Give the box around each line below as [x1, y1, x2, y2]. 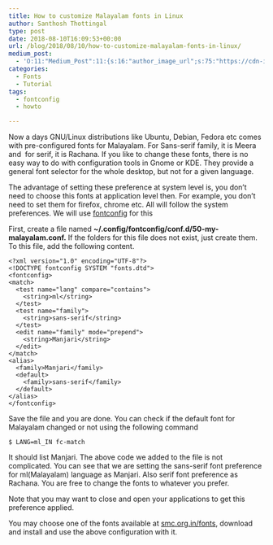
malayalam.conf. [8, 233, 67, 242]
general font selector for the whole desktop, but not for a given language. [8, 167, 254, 177]
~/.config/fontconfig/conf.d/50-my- [93, 225, 219, 234]
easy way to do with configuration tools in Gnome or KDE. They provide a [8, 158, 254, 168]
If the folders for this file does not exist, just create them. [67, 233, 258, 242]
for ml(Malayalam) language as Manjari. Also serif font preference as [8, 469, 238, 480]
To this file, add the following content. [8, 242, 135, 251]
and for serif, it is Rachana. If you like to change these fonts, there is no [8, 150, 249, 159]
